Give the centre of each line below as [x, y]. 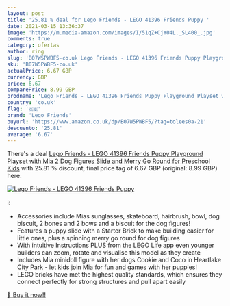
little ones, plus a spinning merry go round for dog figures [98, 238]
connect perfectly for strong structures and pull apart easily [101, 282]
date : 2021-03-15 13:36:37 [46, 26]
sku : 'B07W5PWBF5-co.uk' [42, 64]
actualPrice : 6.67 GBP [39, 71]
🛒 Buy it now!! [27, 295]
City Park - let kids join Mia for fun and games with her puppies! [107, 267]
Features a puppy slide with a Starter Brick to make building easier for [115, 231]
